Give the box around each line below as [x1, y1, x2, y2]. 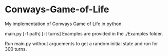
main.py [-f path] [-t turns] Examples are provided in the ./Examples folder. [5, 30, 163, 36]
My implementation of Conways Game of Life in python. [5, 21, 123, 27]
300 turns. [5, 46, 27, 52]
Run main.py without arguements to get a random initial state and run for [5, 40, 158, 47]
